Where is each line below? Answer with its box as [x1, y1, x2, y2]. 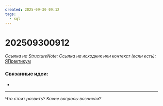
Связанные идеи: [5, 71, 49, 77]
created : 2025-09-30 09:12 [5, 7, 60, 12]
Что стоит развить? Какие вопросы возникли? [5, 95, 101, 101]
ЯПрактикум [5, 58, 31, 64]
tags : [5, 12, 16, 17]
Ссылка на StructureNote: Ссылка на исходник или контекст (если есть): [5, 53, 156, 59]
